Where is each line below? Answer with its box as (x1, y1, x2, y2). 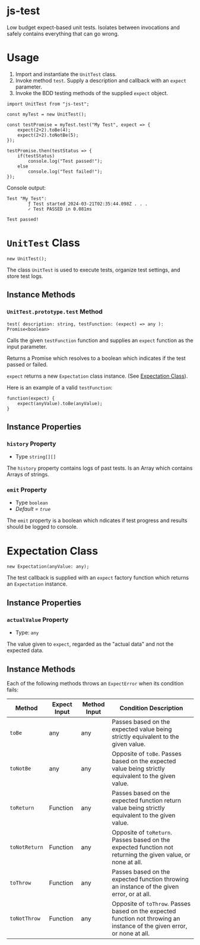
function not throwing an (112, 914, 180, 922)
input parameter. (7, 343, 47, 350)
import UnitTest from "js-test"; (7, 101, 90, 107)
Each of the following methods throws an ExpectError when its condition (7, 679, 184, 687)
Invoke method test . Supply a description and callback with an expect (15, 77, 186, 84)
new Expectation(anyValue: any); (7, 564, 90, 570)
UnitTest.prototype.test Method (7, 308, 103, 316)
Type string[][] (15, 453, 56, 460)
